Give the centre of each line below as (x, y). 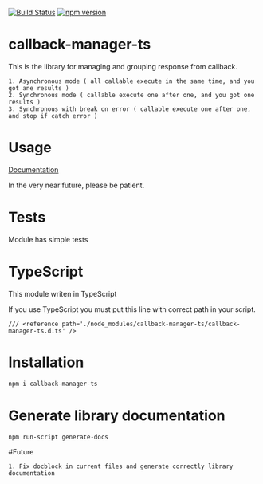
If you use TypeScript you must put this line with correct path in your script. (132, 309)
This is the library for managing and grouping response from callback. (123, 66)
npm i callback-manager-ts (53, 384)
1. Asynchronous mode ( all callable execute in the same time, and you (131, 81)
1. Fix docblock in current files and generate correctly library (121, 466)
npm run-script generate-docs (59, 437)
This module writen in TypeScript (63, 293)
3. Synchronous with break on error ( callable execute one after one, (130, 109)
